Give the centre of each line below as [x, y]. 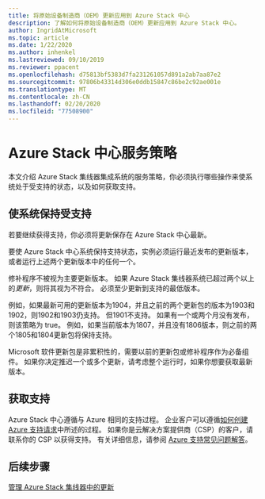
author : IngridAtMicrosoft [53, 30]
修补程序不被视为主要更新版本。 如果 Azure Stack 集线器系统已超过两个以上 [131, 278]
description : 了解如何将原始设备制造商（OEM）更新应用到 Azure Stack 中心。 [125, 23]
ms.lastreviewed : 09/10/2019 [56, 60]
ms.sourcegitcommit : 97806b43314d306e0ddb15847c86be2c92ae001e [115, 82]
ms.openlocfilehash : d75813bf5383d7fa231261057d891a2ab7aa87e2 [115, 75]
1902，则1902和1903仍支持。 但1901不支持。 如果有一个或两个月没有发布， [131, 315]
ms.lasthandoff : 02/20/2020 [55, 104]
